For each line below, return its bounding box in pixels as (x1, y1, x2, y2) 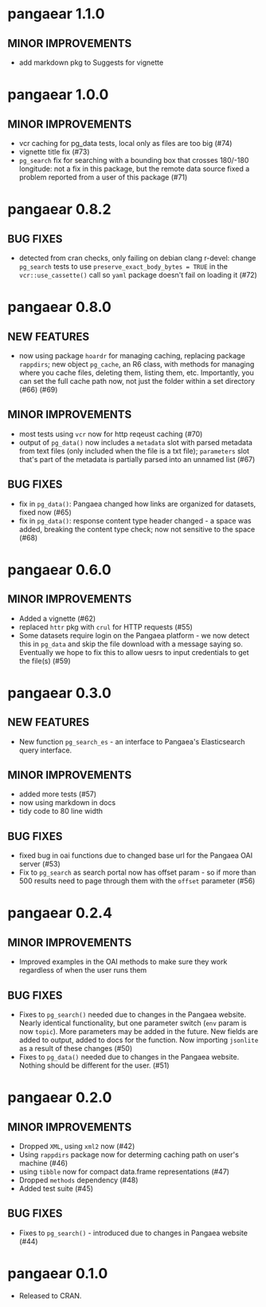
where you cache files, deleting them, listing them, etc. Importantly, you (18, 368, 254, 377)
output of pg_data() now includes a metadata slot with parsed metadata (18, 437, 252, 447)
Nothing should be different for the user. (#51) (18, 1060, 170, 1070)
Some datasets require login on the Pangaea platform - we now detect (18, 630, 250, 640)
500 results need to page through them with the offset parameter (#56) (18, 876, 256, 886)
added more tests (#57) (18, 789, 97, 799)
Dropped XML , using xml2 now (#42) (18, 1142, 135, 1151)
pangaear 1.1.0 (7, 5, 105, 23)
